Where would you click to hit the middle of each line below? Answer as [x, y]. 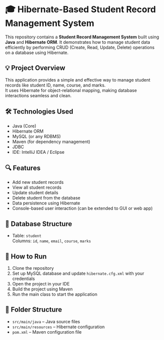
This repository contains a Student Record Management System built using [82, 37]
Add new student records [38, 182]
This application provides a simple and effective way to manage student [78, 80]
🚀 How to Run [26, 256]
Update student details [35, 193]
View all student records [37, 188]
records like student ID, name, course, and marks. [55, 85]
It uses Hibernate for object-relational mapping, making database [71, 90]
